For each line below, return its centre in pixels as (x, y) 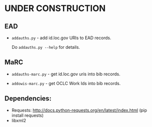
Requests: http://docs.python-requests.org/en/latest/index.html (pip (79, 110)
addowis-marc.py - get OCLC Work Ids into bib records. (66, 83)
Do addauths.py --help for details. (46, 47)
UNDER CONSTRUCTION (55, 8)
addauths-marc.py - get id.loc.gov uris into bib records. (66, 74)
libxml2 (19, 120)
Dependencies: (28, 99)
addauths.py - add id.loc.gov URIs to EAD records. (61, 38)
